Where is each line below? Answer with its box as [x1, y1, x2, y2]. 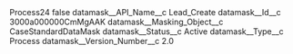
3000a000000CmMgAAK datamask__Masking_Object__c [9, 16, 224, 27]
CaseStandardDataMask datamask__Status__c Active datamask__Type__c [9, 26, 284, 37]
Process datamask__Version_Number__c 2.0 [9, 36, 175, 46]
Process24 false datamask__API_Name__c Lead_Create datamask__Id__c [9, 7, 281, 17]
